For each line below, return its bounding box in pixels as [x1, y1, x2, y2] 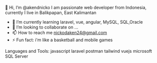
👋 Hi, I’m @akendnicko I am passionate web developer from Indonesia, [5, 5, 147, 10]
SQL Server [5, 53, 28, 59]
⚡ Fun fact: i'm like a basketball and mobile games [12, 37, 113, 43]
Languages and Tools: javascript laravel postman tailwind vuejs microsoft [5, 48, 152, 54]
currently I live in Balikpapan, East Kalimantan [5, 10, 97, 16]
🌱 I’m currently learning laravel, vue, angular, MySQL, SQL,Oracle [12, 19, 143, 25]
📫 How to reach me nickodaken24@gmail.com [12, 30, 107, 35]
